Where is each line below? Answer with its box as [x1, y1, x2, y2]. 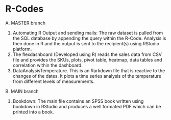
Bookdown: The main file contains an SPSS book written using [12, 98, 144, 104]
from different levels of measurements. [12, 78, 95, 84]
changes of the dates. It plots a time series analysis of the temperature [12, 73, 162, 79]
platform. [12, 46, 32, 52]
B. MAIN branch [5, 88, 39, 94]
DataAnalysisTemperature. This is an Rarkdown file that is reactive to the [12, 67, 165, 74]
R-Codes [5, 3, 44, 15]
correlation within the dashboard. [12, 62, 83, 68]
